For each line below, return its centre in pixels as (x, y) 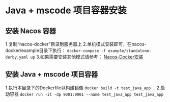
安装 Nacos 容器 (31, 31)
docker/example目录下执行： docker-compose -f (55, 50)
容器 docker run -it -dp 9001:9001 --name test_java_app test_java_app (87, 94)
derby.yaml (17, 57)
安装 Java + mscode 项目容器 (52, 74)
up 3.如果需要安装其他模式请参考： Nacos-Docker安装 (87, 57)
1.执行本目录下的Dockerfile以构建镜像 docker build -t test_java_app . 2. (83, 88)
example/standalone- (130, 51)
